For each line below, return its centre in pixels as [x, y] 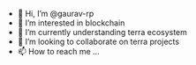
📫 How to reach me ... [58, 51]
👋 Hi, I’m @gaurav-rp [56, 14]
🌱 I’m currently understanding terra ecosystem [102, 32]
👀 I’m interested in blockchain [71, 23]
